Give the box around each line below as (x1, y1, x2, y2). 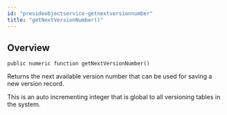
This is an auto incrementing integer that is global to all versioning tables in (7, 93, 221, 101)
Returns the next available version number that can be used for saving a (7, 72, 212, 81)
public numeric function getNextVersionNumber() (7, 60, 150, 67)
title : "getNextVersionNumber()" (7, 17, 104, 23)
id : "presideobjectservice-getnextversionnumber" (7, 10, 154, 17)
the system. (7, 101, 41, 109)
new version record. (7, 80, 64, 88)
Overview (7, 42, 51, 54)
